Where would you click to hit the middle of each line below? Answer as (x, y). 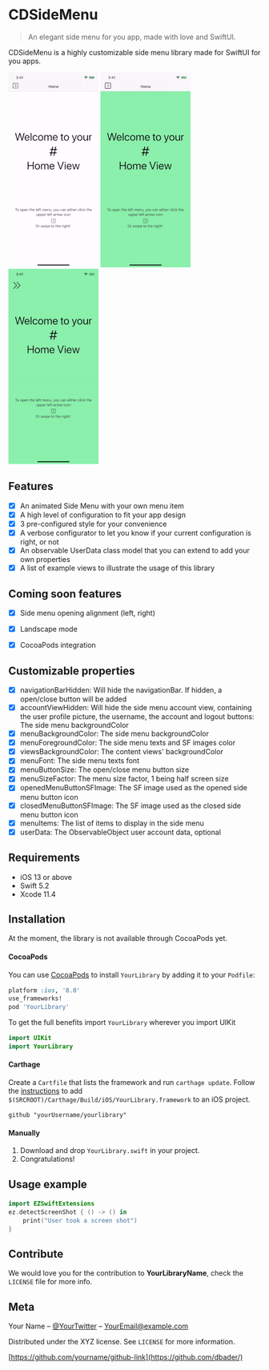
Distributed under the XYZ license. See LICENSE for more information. (122, 1342)
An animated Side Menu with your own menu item (102, 505)
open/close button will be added (73, 699)
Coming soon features (65, 594)
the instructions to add (45, 1091)
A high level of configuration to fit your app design (103, 515)
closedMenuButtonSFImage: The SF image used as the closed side (130, 806)
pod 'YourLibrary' (39, 1007)
